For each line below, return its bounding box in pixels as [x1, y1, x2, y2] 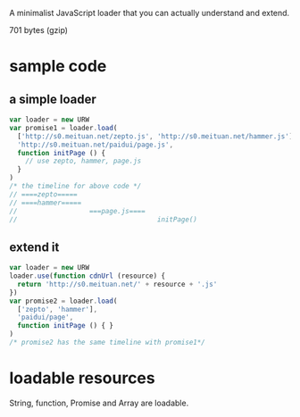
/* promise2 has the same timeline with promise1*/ [9, 338, 205, 347]
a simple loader [9, 91, 96, 106]
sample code [9, 56, 107, 77]
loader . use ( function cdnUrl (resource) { [9, 271, 166, 280]
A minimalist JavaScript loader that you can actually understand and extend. [9, 8, 290, 18]
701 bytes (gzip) [9, 25, 69, 35]
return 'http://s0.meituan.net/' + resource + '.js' [17, 279, 218, 288]
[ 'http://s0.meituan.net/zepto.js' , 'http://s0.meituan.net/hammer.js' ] [17, 131, 294, 141]
